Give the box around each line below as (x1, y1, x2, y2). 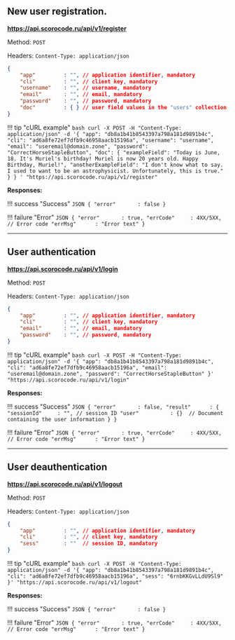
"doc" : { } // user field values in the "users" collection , (20, 104, 230, 111)
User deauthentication (7, 461, 108, 473)
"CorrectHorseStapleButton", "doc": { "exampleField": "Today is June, (7, 149, 220, 156)
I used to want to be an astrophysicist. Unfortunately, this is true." (7, 168, 224, 175)
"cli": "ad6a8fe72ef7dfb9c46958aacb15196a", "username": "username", (7, 137, 215, 144)
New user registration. (7, 6, 107, 18)
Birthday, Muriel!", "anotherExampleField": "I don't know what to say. (7, 161, 224, 168)
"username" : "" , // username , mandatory (20, 84, 152, 92)
